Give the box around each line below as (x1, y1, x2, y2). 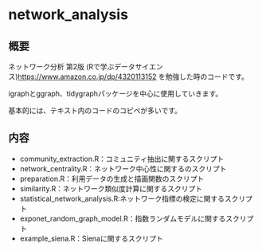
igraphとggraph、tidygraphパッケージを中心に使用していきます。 (8, 89, 223, 98)
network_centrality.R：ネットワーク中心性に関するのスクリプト (19, 163, 227, 173)
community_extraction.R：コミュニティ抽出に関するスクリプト (19, 154, 225, 163)
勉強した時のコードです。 (165, 72, 249, 81)
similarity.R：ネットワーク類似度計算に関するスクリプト (19, 183, 203, 193)
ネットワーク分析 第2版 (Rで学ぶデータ (8, 62, 135, 71)
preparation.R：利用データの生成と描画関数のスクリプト (19, 174, 205, 183)
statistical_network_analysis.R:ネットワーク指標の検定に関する (19, 194, 225, 203)
